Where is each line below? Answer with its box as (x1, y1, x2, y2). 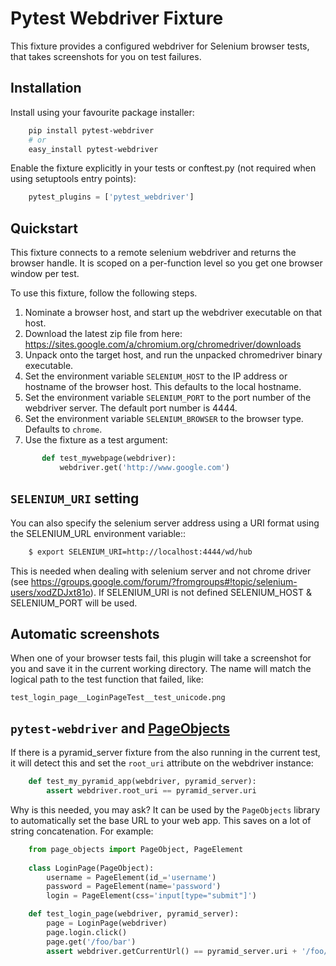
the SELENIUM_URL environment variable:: (10, 527, 187, 539)
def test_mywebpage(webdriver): (41, 453, 177, 464)
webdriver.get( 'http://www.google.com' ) (59, 462, 230, 472)
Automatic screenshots (10, 625, 160, 642)
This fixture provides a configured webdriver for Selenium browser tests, (10, 40, 310, 52)
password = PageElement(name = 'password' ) (46, 882, 222, 892)
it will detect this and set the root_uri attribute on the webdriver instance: (10, 757, 314, 769)
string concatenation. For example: (10, 825, 154, 837)
